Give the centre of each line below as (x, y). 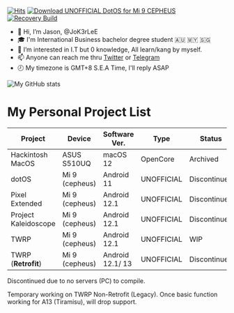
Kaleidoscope (33, 223)
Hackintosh (29, 155)
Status (211, 138)
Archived (204, 159)
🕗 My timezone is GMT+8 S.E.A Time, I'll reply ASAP (93, 68)
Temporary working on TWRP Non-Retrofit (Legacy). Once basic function (112, 294)
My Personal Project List (79, 112)
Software (118, 134)
